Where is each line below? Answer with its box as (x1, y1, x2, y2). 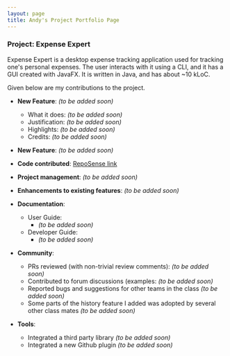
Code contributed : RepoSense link (17, 159, 117, 167)
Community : (17, 248, 54, 257)
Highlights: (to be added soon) (27, 125, 116, 133)
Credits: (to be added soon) (27, 133, 108, 141)
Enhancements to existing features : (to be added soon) (17, 186, 179, 194)
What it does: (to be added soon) (27, 110, 123, 119)
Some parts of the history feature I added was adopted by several (27, 299, 216, 307)
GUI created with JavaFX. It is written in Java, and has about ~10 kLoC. (7, 70, 211, 78)
